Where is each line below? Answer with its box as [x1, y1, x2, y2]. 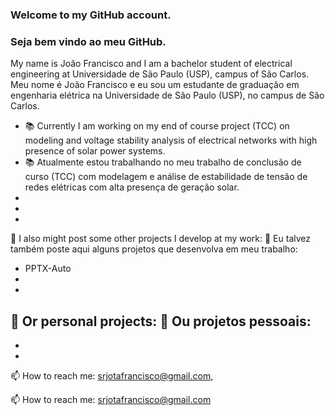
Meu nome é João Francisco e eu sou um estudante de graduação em [10, 79, 300, 91]
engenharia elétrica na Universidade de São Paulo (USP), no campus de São [10, 89, 325, 102]
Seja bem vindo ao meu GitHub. [10, 34, 167, 48]
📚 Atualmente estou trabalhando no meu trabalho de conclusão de [24, 156, 302, 168]
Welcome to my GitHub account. [10, 8, 172, 22]
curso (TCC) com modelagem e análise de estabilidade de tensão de [24, 171, 308, 183]
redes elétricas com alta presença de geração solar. [24, 181, 240, 193]
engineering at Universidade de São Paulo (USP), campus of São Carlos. [10, 68, 310, 80]
